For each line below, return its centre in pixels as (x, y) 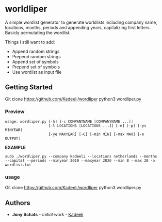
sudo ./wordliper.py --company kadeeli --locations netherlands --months (81, 157)
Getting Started (29, 87)
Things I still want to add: (30, 42)
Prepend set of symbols (36, 67)
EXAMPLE (15, 148)
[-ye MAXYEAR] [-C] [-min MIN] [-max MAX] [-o (96, 134)
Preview (15, 111)
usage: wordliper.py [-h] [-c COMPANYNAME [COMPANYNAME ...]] (69, 122)
